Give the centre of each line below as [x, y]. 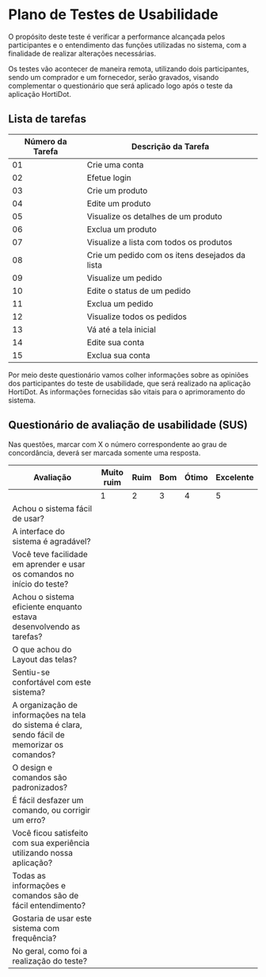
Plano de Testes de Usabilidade [114, 15]
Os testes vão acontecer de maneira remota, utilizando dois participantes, [129, 68]
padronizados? [40, 787]
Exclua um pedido [120, 303]
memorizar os [38, 744]
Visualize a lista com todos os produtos [160, 242]
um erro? [29, 820]
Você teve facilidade [50, 554]
